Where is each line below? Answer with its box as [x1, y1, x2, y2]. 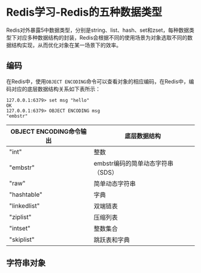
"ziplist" [9, 212, 32, 221]
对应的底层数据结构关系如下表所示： [11, 85, 100, 92]
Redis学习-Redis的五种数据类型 [6, 5, 163, 19]
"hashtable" [9, 190, 43, 199]
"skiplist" [9, 235, 35, 244]
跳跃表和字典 [93, 235, 130, 244]
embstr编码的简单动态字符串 [93, 159, 173, 167]
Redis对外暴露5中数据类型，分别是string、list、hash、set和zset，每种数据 [6, 26, 190, 34]
